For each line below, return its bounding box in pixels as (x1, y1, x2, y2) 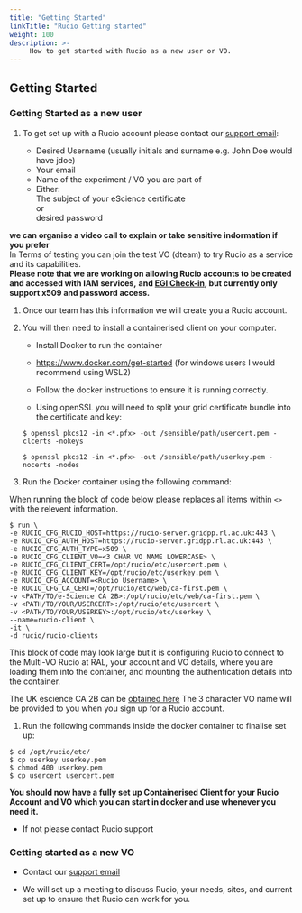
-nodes (55, 460, 80, 469)
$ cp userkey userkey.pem (9, 755, 106, 764)
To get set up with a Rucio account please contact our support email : (22, 127, 279, 138)
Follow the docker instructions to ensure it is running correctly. (35, 384, 269, 395)
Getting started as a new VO (9, 845, 135, 858)
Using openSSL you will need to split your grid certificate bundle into (35, 401, 291, 412)
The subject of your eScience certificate (35, 193, 187, 204)
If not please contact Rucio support (22, 823, 154, 835)
